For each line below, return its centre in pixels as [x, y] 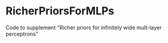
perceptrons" [22, 33]
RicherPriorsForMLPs [60, 11]
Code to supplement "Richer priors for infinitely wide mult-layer [84, 27]
